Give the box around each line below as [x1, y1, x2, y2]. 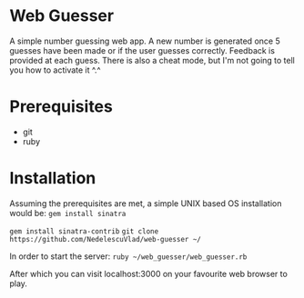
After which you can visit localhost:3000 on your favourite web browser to [9, 268, 289, 279]
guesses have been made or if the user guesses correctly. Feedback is [9, 45, 276, 55]
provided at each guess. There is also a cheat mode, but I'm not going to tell [9, 55, 296, 65]
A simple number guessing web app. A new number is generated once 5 [9, 35, 280, 46]
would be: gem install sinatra [9, 207, 127, 218]
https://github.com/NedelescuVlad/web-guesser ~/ [9, 234, 202, 243]
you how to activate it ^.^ [9, 65, 102, 75]
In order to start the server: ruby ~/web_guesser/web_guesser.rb [9, 251, 248, 262]
